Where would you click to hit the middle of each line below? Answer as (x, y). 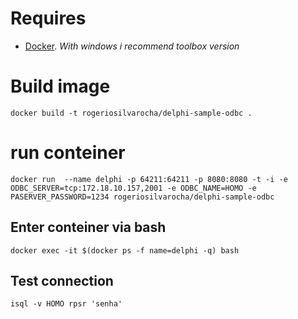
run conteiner (68, 153)
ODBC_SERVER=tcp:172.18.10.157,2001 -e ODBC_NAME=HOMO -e (133, 188)
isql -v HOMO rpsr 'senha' (66, 304)
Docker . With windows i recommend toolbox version (132, 46)
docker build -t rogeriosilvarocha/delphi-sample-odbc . (131, 113)
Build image (60, 86)
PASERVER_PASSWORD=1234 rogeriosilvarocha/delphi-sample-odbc (142, 197)
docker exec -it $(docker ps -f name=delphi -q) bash (125, 250)
